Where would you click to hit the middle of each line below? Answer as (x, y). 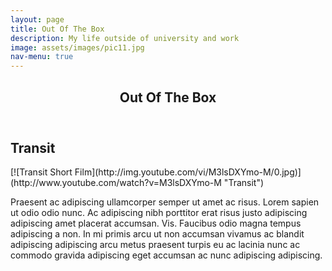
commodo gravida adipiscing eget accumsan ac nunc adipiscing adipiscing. (166, 255)
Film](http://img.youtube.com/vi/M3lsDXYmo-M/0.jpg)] (188, 172)
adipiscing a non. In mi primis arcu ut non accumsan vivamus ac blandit (157, 233)
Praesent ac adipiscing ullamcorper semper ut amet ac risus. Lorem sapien (165, 202)
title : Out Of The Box (57, 29)
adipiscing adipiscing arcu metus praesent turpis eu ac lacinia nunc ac (155, 244)
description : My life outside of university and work (125, 38)
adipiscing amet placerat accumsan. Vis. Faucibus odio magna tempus (156, 223)
